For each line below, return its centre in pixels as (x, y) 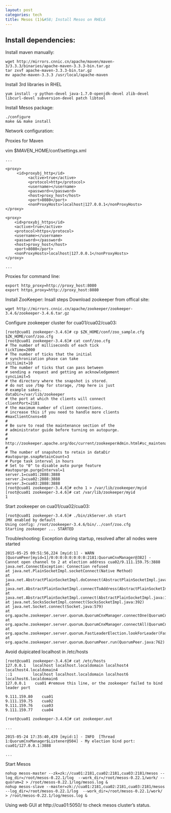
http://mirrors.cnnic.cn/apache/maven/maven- (66, 62)
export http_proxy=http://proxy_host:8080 (51, 286)
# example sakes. (24, 390)
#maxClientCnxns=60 (26, 417)
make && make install (28, 122)
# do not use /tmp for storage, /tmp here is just (60, 386)
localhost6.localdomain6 (32, 679)
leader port (18, 688)
